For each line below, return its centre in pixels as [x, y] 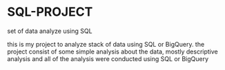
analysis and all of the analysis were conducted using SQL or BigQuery [108, 58]
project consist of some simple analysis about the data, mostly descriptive [113, 51]
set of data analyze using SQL [50, 31]
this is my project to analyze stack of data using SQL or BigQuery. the [106, 44]
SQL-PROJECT [50, 12]
